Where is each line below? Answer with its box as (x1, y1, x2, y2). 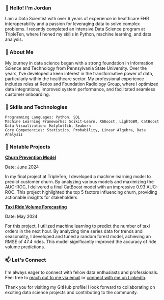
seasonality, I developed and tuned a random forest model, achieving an (5, 234, 151, 240)
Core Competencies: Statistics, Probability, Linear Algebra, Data (5, 127, 146, 132)
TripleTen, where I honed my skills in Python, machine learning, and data (5, 31, 152, 37)
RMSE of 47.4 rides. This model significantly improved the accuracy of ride (5, 239, 157, 245)
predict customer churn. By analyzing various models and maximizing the (5, 179, 154, 185)
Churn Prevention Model (5, 154, 56, 160)
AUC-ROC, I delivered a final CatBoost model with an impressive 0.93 (5, 184, 146, 190)
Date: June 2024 (5, 164, 39, 170)
